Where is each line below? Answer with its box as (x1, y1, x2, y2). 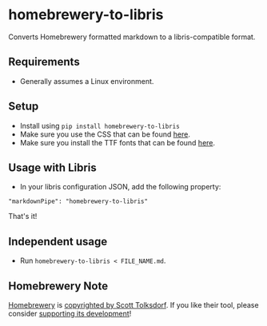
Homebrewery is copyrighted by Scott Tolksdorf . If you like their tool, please (8, 300, 259, 309)
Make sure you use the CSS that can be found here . (19, 129, 190, 139)
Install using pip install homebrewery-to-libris (19, 121, 180, 130)
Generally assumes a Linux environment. (19, 76, 154, 85)
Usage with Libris (8, 161, 98, 174)
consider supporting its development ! (8, 309, 132, 318)
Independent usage (8, 234, 108, 248)
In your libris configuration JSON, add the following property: (19, 182, 221, 192)
